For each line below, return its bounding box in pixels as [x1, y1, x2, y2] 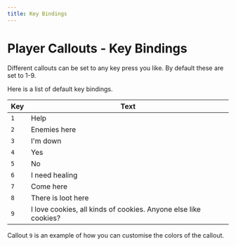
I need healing [30, 170, 78, 179]
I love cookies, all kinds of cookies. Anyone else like [30, 204, 202, 214]
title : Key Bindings [7, 10, 68, 18]
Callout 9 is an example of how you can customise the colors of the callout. [7, 231, 225, 239]
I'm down [30, 136, 62, 146]
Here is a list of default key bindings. [7, 85, 113, 93]
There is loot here [30, 193, 89, 203]
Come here [30, 182, 68, 191]
